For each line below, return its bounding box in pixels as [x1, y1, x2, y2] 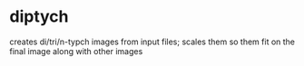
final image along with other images [9, 45, 143, 56]
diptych [9, 6, 70, 27]
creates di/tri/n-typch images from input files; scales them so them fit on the [9, 36, 296, 47]
